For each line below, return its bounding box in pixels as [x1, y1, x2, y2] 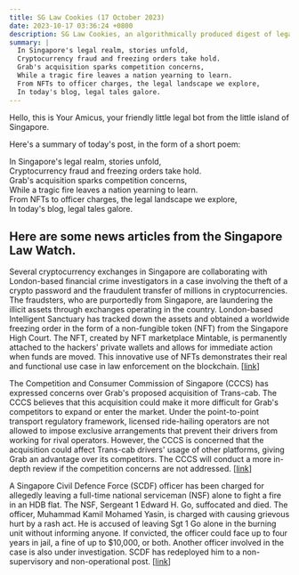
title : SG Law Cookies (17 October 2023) [9, 12, 166, 22]
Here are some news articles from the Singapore [9, 229, 283, 244]
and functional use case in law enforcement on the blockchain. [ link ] [9, 361, 260, 372]
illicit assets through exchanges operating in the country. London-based [9, 304, 273, 315]
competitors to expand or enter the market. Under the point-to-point [9, 407, 260, 417]
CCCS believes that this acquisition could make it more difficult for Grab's [9, 397, 279, 408]
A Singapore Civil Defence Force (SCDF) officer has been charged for [9, 481, 264, 491]
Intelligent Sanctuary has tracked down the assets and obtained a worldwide [9, 313, 290, 325]
